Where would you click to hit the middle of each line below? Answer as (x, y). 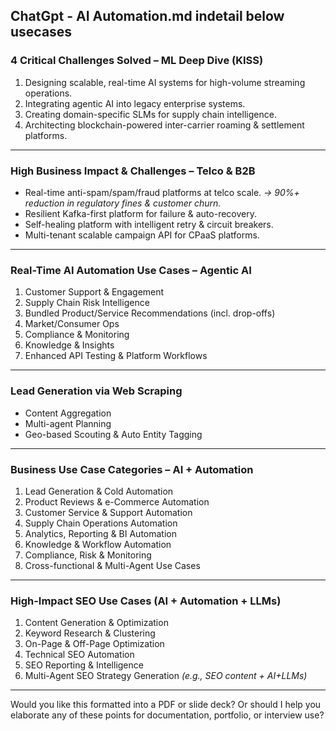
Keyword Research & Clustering (90, 633)
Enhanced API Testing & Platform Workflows (116, 356)
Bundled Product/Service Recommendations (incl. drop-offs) (150, 313)
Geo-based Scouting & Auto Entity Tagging (113, 434)
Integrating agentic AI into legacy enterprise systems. (135, 103)
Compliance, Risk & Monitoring (88, 555)
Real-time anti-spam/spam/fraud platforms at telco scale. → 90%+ (162, 192)
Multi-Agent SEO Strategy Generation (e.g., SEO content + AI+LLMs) (166, 676)
